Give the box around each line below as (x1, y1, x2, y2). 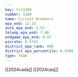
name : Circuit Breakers (5, 16, 54, 21)
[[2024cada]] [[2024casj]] (5, 67, 59, 73)
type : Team (5, 53, 27, 58)
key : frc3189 (5, 7, 32, 12)
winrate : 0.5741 (5, 39, 38, 44)
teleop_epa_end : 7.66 (5, 30, 50, 35)
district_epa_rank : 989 (5, 44, 54, 49)
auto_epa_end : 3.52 (5, 26, 45, 31)
